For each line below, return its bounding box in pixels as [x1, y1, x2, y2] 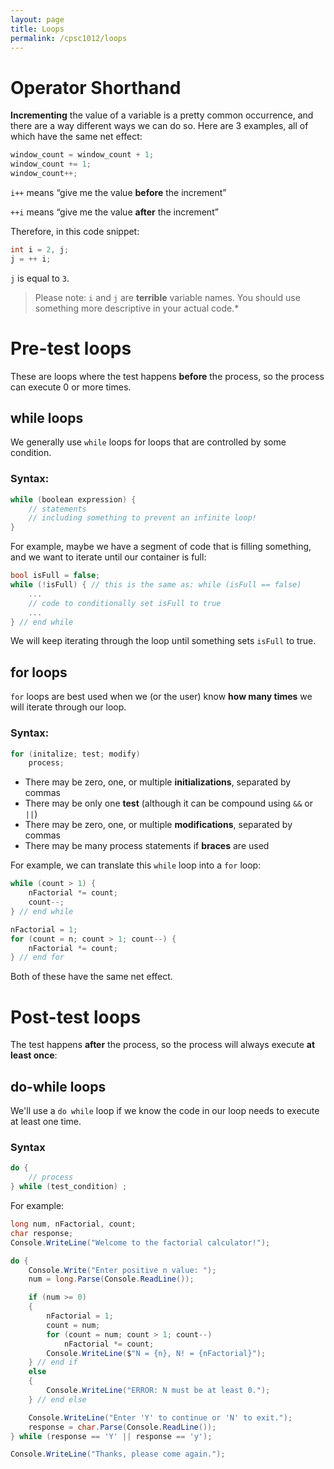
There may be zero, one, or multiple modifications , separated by [24, 819, 293, 831]
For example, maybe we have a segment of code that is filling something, [10, 541, 312, 553]
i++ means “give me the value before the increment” [10, 186, 227, 198]
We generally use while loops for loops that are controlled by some [10, 436, 287, 448]
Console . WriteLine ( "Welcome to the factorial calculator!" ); [10, 1237, 271, 1248]
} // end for [10, 952, 65, 963]
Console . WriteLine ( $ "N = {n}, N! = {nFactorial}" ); [46, 1348, 267, 1358]
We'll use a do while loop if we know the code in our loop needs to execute [10, 1105, 320, 1117]
